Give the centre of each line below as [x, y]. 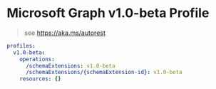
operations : [37, 59]
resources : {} [40, 79]
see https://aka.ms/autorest [65, 33]
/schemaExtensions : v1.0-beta [70, 66]
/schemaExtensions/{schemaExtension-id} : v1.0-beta [104, 73]
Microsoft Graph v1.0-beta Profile [108, 13]
